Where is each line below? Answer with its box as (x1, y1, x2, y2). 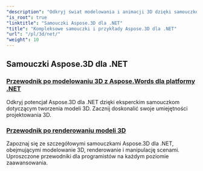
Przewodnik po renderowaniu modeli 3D (6, 126, 126, 134)
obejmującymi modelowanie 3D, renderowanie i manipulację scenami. (6, 146, 180, 154)
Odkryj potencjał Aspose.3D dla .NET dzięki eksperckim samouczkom (6, 98, 180, 105)
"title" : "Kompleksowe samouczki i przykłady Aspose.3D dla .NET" (6, 25, 177, 32)
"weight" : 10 (6, 37, 39, 43)
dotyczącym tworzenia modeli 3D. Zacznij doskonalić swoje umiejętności (6, 105, 188, 112)
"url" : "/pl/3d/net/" (6, 31, 61, 37)
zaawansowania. (6, 159, 48, 166)
